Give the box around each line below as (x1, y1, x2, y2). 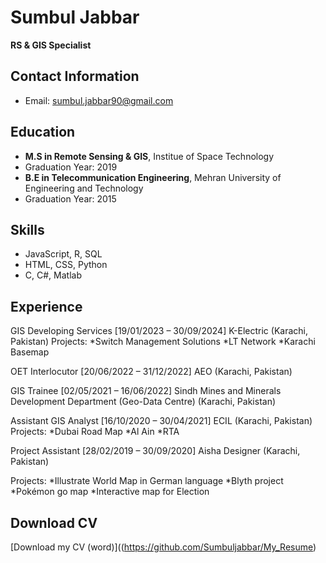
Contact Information (10, 68, 140, 85)
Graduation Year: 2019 (24, 161, 118, 173)
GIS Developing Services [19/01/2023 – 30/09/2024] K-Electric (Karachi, (10, 325, 309, 337)
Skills (10, 221, 45, 238)
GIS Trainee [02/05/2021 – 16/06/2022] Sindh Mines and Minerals (10, 385, 282, 397)
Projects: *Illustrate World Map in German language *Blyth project (10, 475, 284, 487)
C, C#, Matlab (24, 269, 82, 281)
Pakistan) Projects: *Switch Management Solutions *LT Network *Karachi (10, 336, 316, 348)
